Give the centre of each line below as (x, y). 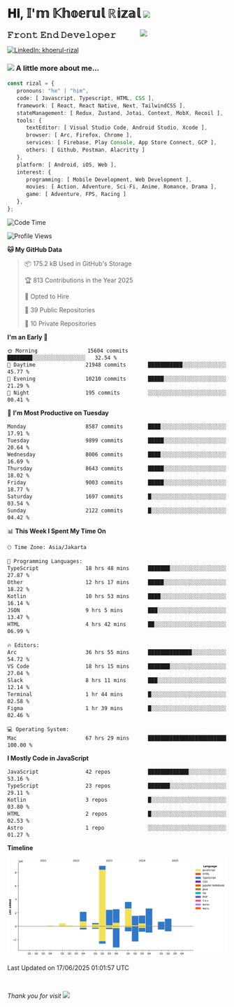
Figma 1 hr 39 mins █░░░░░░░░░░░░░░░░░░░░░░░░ (117, 708)
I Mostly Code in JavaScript (48, 758)
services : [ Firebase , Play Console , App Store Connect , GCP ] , (121, 143)
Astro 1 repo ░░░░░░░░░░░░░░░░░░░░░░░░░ (117, 828)
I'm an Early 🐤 (28, 337)
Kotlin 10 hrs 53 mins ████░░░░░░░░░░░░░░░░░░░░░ (117, 596)
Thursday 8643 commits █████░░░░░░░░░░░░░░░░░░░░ (117, 468)
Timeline (20, 847)
